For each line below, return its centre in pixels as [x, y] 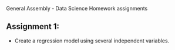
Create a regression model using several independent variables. [92, 41]
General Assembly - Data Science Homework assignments [77, 8]
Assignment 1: [33, 26]
